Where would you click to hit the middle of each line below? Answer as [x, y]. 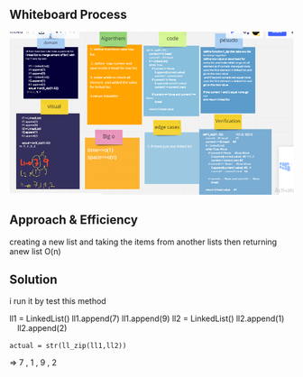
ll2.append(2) [42, 328]
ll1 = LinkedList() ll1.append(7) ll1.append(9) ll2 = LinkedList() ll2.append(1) [147, 318]
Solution [33, 280]
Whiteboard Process [69, 15]
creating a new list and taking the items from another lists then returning [143, 242]
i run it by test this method [58, 301]
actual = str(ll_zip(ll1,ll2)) [68, 346]
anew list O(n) [35, 251]
